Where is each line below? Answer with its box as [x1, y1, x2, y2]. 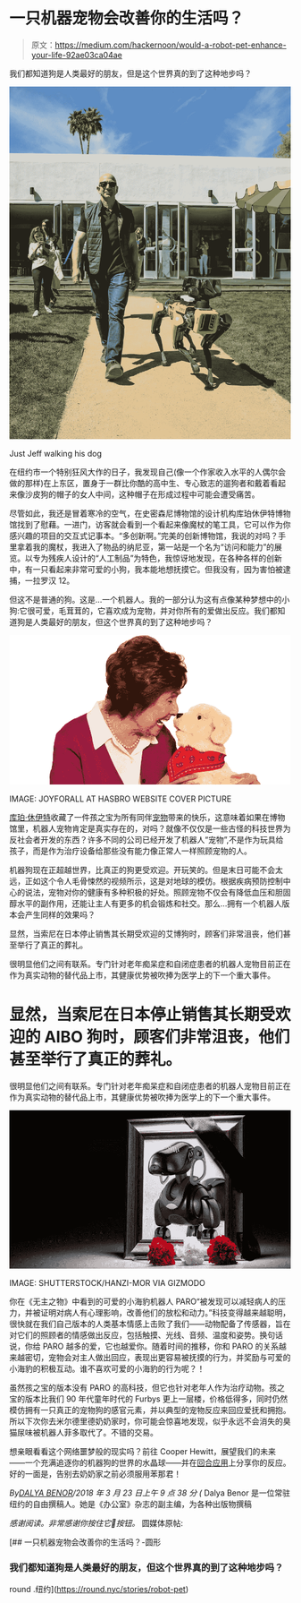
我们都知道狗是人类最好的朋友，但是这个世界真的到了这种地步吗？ [9, 68, 252, 79]
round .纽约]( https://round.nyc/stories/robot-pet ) [9, 1583, 189, 1594]
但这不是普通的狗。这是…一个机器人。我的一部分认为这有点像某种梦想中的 [9, 595, 283, 605]
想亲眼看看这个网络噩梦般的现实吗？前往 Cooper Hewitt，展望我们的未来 [9, 1446, 277, 1457]
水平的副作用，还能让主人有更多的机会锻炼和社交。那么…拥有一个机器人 [16, 897, 283, 909]
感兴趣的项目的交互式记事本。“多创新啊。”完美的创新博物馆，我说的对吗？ [9, 530, 279, 542]
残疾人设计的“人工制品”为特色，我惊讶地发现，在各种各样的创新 [47, 553, 283, 564]
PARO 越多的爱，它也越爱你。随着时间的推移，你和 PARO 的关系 [42, 1341, 280, 1352]
